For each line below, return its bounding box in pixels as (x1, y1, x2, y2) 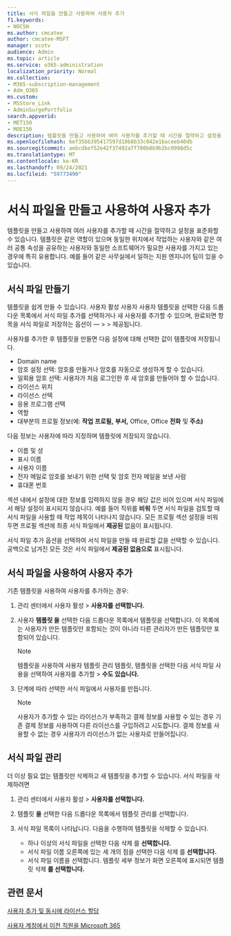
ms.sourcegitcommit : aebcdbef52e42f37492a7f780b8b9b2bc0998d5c (7, 145, 193, 152)
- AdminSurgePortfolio (7, 106, 72, 113)
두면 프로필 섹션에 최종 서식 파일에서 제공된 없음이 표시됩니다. (7, 522, 173, 530)
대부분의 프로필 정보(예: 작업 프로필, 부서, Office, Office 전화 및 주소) (17, 417, 203, 425)
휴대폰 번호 (17, 481, 48, 489)
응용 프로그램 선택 (17, 400, 66, 408)
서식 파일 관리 (7, 752, 62, 763)
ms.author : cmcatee (7, 29, 63, 37)
